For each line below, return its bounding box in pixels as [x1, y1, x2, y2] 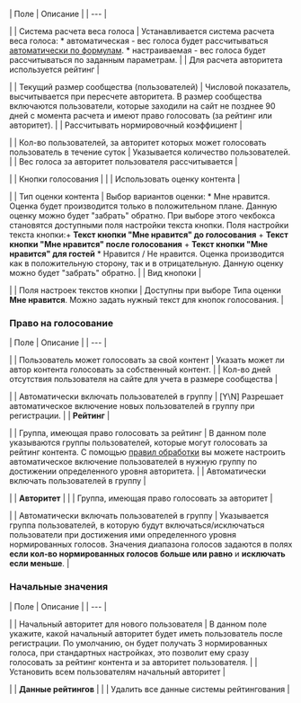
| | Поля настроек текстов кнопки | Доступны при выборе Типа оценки [9, 285, 281, 296]
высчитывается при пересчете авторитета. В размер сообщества [9, 91, 262, 102]
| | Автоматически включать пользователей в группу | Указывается [9, 511, 270, 521]
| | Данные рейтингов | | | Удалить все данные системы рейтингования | [9, 683, 290, 694]
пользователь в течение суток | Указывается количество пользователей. [9, 147, 291, 157]
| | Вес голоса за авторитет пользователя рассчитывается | [9, 156, 238, 166]
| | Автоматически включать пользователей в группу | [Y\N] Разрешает [9, 391, 285, 402]
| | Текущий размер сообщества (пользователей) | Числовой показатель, [9, 82, 291, 92]
